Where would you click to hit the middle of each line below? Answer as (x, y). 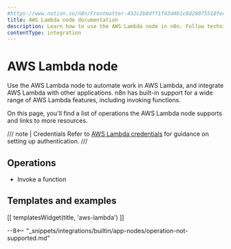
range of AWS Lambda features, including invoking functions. (94, 100)
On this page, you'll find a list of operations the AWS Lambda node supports (114, 113)
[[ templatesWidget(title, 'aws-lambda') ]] (66, 217)
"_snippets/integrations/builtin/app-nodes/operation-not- (107, 230)
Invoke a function (42, 179)
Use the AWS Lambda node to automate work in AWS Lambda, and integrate (115, 86)
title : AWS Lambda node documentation (63, 20)
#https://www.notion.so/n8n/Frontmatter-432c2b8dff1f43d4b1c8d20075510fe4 (117, 13)
